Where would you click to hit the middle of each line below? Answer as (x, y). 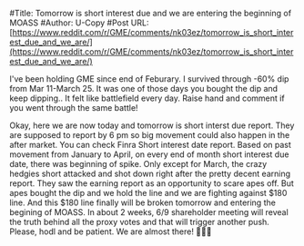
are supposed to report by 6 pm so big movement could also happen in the (150, 135)
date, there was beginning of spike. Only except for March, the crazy (138, 164)
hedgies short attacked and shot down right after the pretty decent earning (150, 173)
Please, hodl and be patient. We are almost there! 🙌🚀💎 (111, 231)
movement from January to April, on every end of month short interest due (149, 154)
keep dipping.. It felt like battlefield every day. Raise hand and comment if (147, 98)
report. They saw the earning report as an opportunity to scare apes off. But (152, 183)
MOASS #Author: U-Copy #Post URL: (79, 23)
